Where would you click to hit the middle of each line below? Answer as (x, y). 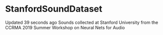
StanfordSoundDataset (54, 9)
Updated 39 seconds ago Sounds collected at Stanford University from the (82, 22)
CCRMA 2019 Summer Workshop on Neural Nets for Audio (65, 27)
